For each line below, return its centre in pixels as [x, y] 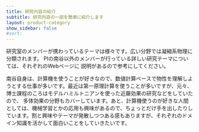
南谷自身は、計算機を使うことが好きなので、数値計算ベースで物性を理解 [94, 79]
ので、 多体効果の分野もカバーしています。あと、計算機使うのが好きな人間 [97, 101]
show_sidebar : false [32, 28]
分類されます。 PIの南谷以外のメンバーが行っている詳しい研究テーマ [90, 59]
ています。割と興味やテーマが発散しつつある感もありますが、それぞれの [94, 115]
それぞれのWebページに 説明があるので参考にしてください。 [95, 66]
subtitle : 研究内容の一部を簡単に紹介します [55, 17]
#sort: [14, 34]
